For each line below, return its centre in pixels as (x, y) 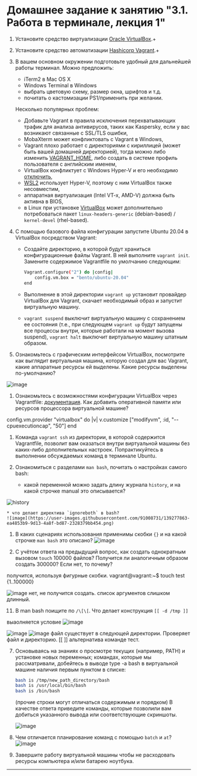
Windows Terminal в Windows (60, 85)
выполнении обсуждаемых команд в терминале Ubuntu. (86, 456)
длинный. (19, 599)
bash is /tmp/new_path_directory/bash (62, 680)
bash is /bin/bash (37, 691)
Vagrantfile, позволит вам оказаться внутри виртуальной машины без (102, 443)
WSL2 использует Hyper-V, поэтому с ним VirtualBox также (98, 183)
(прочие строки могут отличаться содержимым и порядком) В (94, 702)
